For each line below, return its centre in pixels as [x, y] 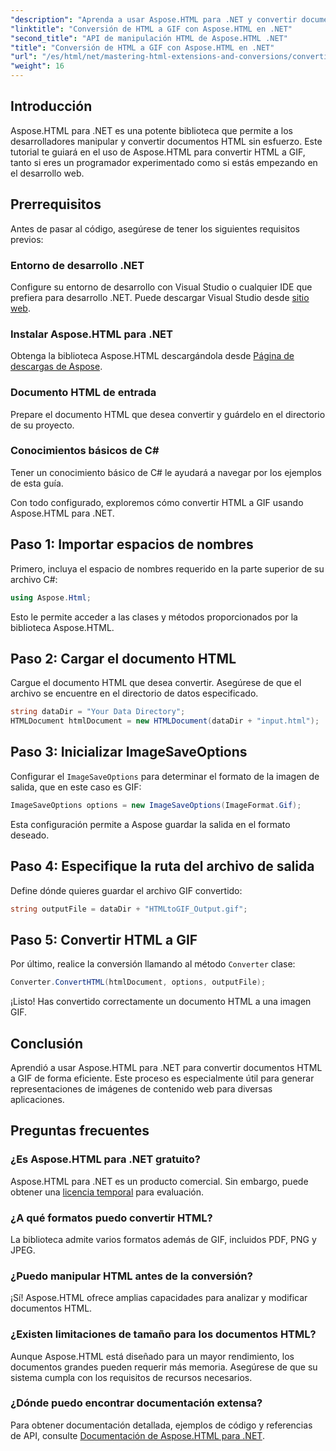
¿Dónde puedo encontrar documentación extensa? [136, 1403]
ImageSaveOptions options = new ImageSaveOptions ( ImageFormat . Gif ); [156, 805]
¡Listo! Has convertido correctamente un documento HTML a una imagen [161, 1002]
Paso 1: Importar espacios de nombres [132, 544]
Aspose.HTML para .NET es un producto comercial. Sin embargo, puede [159, 1181]
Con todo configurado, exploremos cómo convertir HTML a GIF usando [157, 502]
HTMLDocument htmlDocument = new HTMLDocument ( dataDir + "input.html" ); [165, 721]
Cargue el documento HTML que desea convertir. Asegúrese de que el [156, 683]
